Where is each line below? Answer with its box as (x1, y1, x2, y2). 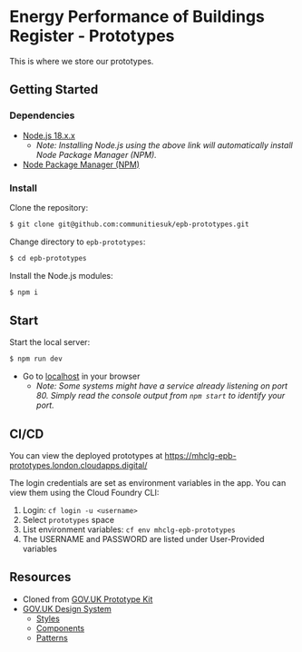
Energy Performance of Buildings (9, 6, 266, 27)
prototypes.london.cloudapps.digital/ (9, 460, 148, 471)
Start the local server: (9, 337, 91, 348)
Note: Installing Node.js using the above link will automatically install (35, 139, 293, 151)
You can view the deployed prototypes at (9, 450, 163, 461)
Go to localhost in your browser (22, 370, 141, 382)
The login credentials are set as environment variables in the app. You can (9, 478, 287, 489)
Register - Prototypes (9, 25, 175, 46)
